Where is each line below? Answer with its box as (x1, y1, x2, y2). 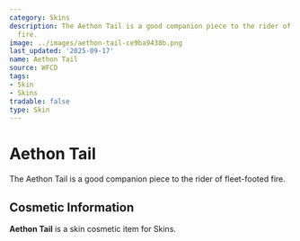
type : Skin (9, 105, 50, 114)
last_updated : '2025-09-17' (9, 47, 115, 56)
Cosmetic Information (9, 200, 135, 215)
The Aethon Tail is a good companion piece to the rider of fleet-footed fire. (9, 174, 286, 184)
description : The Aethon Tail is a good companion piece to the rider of (9, 22, 292, 31)
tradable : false (9, 96, 70, 106)
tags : (9, 72, 30, 81)
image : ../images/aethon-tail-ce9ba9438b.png (9, 38, 182, 48)
